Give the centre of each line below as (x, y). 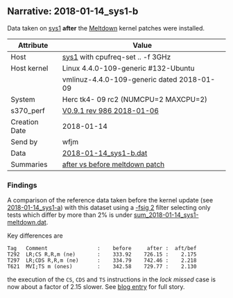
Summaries (29, 164)
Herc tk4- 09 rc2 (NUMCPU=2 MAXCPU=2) (135, 99)
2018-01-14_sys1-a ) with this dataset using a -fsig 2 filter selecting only (109, 208)
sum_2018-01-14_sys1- (166, 215)
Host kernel (29, 68)
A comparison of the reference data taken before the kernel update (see (110, 200)
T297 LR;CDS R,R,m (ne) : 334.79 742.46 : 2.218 (102, 261)
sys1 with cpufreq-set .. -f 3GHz (116, 57)
